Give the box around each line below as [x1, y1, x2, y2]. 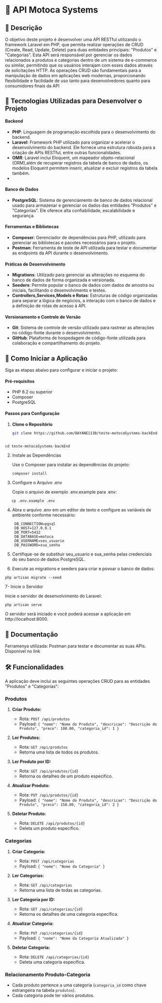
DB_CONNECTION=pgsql [14, 522, 56, 526]
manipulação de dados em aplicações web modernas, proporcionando [5, 73, 146, 78]
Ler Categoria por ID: [12, 896, 55, 902]
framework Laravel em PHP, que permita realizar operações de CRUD [5, 42, 144, 48]
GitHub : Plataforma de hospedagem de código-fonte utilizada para [12, 335, 146, 341]
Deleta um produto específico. [19, 825, 80, 831]
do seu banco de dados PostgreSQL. [12, 557, 86, 562]
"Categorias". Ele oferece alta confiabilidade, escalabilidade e [12, 207, 135, 213]
